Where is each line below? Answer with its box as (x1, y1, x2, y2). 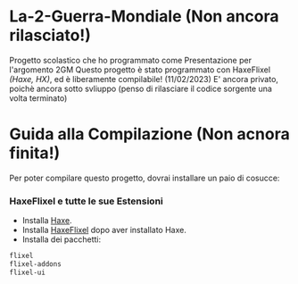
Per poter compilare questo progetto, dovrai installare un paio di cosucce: (9, 172, 280, 183)
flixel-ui (9, 268, 46, 277)
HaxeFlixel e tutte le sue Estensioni (9, 195, 163, 207)
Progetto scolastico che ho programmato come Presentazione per (9, 54, 252, 65)
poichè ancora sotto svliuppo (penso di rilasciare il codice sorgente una (9, 83, 272, 94)
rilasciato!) (9, 25, 92, 46)
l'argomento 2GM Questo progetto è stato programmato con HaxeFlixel (9, 64, 270, 75)
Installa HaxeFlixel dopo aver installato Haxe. (21, 225, 187, 236)
